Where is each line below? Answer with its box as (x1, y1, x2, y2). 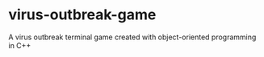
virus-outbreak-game (8, 6, 157, 24)
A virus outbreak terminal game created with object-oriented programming (8, 32, 257, 42)
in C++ (8, 40, 31, 50)
